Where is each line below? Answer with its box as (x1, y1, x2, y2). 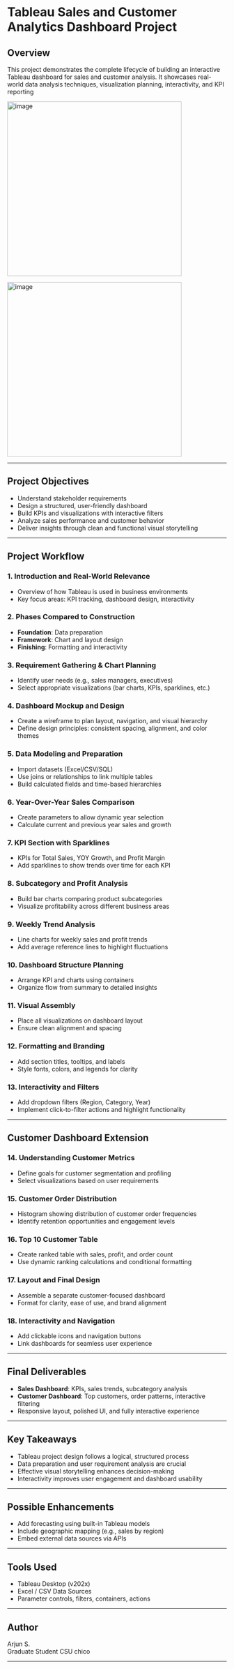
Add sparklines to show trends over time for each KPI (17, 861, 171, 870)
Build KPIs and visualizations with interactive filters (17, 509, 164, 517)
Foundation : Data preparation (17, 628, 103, 636)
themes (17, 732, 40, 740)
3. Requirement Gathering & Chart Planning (7, 660, 157, 670)
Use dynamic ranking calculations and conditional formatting (17, 1258, 192, 1266)
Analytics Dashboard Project (7, 19, 178, 35)
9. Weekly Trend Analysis (7, 919, 95, 929)
